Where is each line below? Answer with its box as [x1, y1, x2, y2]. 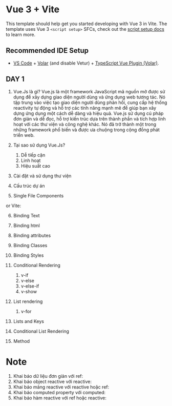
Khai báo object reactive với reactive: [13, 378, 92, 384]
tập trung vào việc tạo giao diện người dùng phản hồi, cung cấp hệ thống [13, 99, 167, 106]
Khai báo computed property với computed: [13, 389, 106, 395]
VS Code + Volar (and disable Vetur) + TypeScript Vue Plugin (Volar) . [13, 60, 159, 66]
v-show [20, 288, 37, 294]
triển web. [13, 132, 35, 138]
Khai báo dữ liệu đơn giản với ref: [13, 373, 83, 379]
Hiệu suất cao [20, 163, 51, 169]
